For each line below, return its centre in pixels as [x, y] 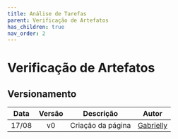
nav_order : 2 [26, 33]
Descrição [101, 114]
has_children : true [36, 27]
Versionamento [42, 94]
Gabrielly [153, 126]
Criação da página [101, 126]
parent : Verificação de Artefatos [58, 20]
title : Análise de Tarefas [47, 14]
